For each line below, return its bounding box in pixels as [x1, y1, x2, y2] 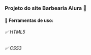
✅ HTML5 [5, 29, 26, 35]
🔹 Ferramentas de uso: [5, 17, 54, 23]
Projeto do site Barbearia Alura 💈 [5, 5, 87, 12]
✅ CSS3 [5, 45, 22, 51]
